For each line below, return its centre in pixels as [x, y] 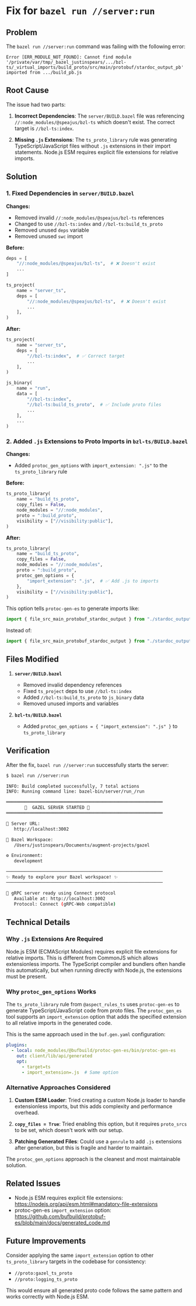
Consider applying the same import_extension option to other [80, 1255]
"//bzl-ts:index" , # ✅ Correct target [76, 356]
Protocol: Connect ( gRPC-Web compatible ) [65, 904]
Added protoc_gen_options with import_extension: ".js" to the [91, 465]
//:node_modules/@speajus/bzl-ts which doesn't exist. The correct [94, 122]
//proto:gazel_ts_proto [43, 1273]
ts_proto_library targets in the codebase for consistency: [76, 1261]
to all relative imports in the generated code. [59, 1023]
